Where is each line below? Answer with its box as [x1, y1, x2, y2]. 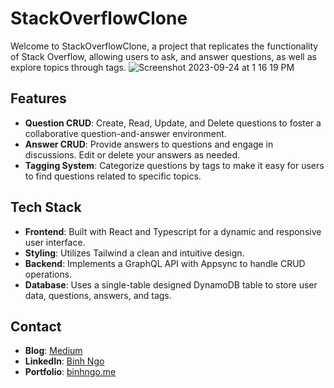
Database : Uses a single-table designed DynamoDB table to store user [24, 278, 318, 291]
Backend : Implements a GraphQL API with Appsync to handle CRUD [24, 257, 306, 269]
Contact [10, 318, 62, 335]
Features [10, 90, 67, 107]
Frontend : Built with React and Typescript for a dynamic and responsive [24, 225, 322, 237]
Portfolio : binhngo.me [24, 366, 117, 378]
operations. [24, 268, 73, 280]
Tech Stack [10, 199, 82, 216]
